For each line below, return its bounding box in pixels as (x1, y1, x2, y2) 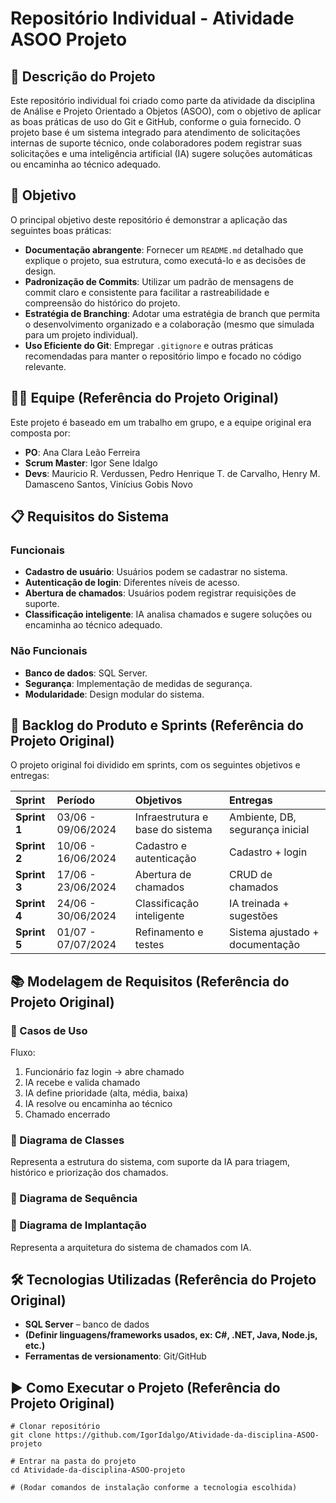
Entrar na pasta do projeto (19, 1457, 137, 1467)
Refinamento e (134, 925, 204, 939)
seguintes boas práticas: (10, 224, 112, 236)
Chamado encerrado (24, 1108, 111, 1121)
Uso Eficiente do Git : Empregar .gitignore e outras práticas (24, 339, 274, 351)
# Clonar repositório (10, 1422, 101, 1432)
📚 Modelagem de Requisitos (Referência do (10, 973, 290, 990)
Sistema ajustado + (229, 925, 320, 939)
